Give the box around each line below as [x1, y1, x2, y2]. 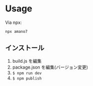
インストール [5, 44, 45, 52]
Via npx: [5, 19, 22, 25]
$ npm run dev [12, 71, 42, 76]
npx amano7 [5, 29, 28, 34]
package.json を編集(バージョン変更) [12, 64, 89, 70]
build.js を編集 [12, 58, 42, 64]
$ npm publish [12, 76, 42, 81]
